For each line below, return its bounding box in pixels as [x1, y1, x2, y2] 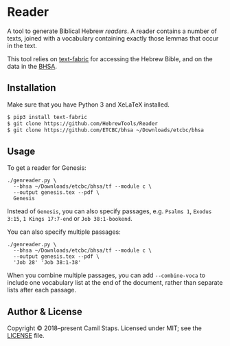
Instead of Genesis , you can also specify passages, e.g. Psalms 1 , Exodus [7, 207, 212, 215]
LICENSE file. [7, 332, 45, 339]
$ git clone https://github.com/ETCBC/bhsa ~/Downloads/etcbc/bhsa [7, 127, 205, 133]
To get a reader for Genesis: [7, 164, 87, 172]
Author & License [7, 305, 82, 317]
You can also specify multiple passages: [7, 228, 122, 236]
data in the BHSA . [7, 62, 57, 70]
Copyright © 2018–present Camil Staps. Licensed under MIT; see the [7, 324, 203, 332]
